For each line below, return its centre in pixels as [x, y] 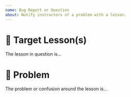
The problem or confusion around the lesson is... [56, 89]
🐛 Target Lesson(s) [46, 40]
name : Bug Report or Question [37, 10]
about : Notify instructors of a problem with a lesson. [66, 15]
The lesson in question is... [33, 54]
